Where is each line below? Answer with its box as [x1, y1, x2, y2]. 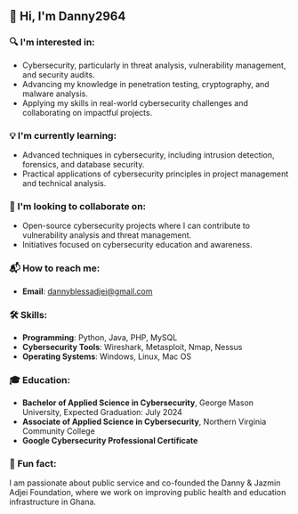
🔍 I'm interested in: [9, 37, 95, 49]
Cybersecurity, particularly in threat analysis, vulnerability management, [21, 60, 286, 70]
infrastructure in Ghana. [9, 496, 96, 508]
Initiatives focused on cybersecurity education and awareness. [21, 240, 254, 250]
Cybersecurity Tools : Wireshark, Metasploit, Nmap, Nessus [21, 341, 243, 352]
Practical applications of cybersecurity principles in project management [21, 168, 289, 179]
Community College [21, 426, 95, 436]
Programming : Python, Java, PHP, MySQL [21, 331, 178, 343]
